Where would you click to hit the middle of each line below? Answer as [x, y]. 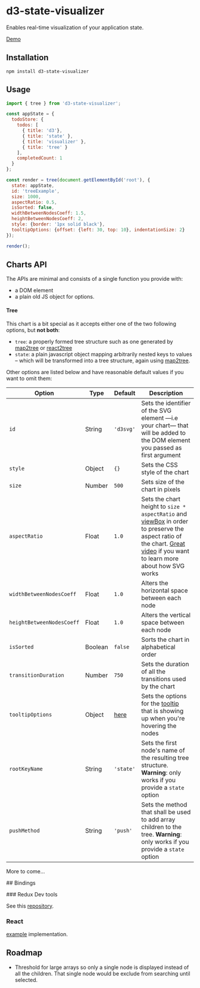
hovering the [159, 726]
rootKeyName [26, 769]
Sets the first [159, 743]
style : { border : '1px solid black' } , [58, 224]
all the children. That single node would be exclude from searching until [102, 973]
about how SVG [163, 566]
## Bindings [21, 883]
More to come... [26, 871]
